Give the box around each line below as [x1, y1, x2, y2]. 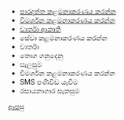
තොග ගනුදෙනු [19, 51, 64, 60]
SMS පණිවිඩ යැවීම [19, 78, 78, 86]
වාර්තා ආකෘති [19, 24, 61, 34]
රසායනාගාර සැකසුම [19, 86, 80, 95]
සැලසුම [19, 60, 42, 69]
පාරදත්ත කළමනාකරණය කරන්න [19, 7, 116, 16]
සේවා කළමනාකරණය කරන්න [19, 33, 108, 42]
